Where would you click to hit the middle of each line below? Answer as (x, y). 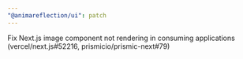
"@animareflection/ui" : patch (57, 15)
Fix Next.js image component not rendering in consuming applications (121, 38)
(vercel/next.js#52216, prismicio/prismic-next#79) (89, 46)
